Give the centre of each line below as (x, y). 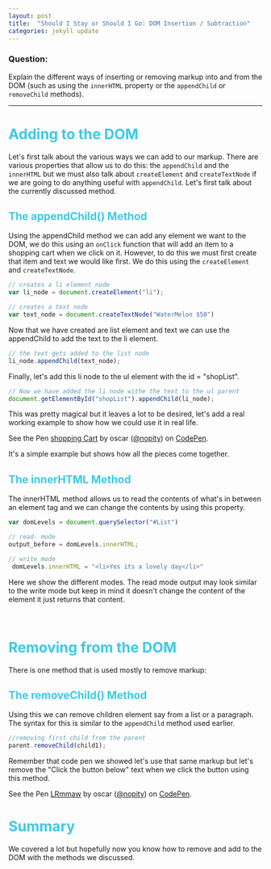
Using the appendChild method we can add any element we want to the (127, 236)
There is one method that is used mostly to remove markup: (108, 670)
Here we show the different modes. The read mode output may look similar (133, 582)
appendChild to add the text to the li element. (83, 338)
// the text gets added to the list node (79, 353)
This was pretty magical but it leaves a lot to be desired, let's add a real (127, 414)
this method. (29, 778)
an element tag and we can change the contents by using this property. (127, 508)
